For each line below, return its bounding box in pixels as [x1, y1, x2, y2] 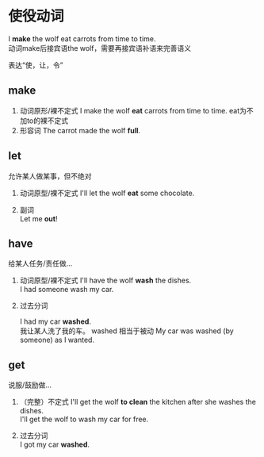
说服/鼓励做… [8, 380, 52, 390]
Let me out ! [19, 213, 58, 223]
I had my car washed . [19, 317, 91, 326]
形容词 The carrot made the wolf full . [19, 125, 141, 135]
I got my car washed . [19, 440, 90, 449]
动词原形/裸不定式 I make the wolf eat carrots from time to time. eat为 [19, 106, 247, 115]
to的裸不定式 [26, 116, 69, 125]
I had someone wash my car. [19, 285, 114, 294]
